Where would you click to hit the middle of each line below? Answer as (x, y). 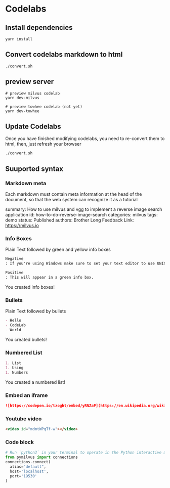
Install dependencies (39, 28)
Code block (19, 442)
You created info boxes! (30, 287)
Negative (14, 259)
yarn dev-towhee (22, 111)
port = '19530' (24, 476)
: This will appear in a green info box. (50, 278)
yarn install (19, 39)
